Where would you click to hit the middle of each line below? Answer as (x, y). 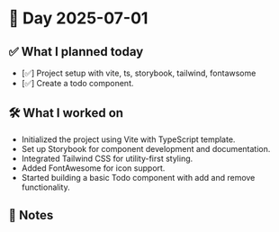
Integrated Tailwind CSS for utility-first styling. (107, 158)
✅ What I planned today (76, 52)
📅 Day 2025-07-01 (78, 18)
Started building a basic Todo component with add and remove (138, 177)
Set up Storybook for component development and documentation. (146, 148)
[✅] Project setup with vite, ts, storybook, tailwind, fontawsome (139, 73)
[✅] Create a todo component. (77, 83)
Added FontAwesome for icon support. (93, 168)
